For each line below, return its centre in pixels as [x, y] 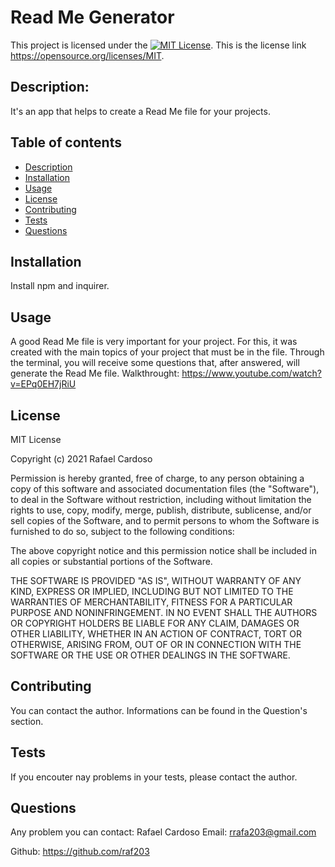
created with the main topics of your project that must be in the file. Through [167, 352]
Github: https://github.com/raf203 [80, 852]
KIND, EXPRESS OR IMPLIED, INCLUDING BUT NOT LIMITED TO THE [152, 591]
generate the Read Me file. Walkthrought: [95, 373]
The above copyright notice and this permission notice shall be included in [163, 550]
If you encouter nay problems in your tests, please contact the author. [154, 777]
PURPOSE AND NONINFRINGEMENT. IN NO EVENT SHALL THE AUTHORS [164, 612]
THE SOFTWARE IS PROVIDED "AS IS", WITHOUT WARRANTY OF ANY [156, 580]
